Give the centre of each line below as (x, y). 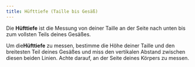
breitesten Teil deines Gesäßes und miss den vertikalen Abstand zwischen (96, 52)
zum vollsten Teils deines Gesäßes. (49, 34)
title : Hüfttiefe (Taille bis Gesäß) (52, 11)
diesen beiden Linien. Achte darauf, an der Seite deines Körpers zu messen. (97, 58)
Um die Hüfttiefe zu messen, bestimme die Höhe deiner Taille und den (90, 45)
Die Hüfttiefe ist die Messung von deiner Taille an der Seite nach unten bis (96, 28)
